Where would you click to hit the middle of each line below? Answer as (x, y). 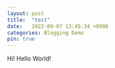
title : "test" (29, 20)
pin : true (21, 39)
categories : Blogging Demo (46, 33)
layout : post (26, 13)
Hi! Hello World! (29, 58)
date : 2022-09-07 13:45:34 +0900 (58, 26)
